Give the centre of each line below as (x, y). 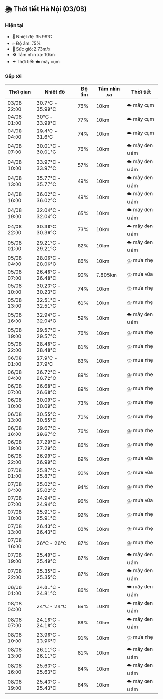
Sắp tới (13, 76)
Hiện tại (14, 25)
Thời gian (20, 92)
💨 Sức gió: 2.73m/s (31, 49)
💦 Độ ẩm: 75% (26, 43)
